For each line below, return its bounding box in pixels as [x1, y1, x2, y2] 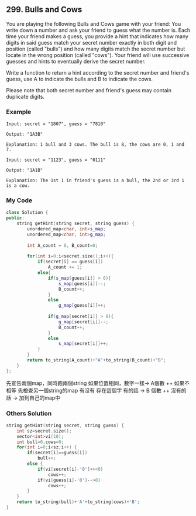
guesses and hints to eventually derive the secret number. [6, 58, 146, 65]
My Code [6, 196, 33, 205]
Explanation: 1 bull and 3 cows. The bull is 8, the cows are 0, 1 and [6, 142, 184, 148]
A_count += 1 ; [47, 264, 82, 270]
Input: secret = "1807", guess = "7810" [6, 121, 106, 127]
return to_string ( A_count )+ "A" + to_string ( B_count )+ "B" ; [27, 357, 166, 363]
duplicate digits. [6, 93, 45, 100]
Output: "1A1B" [6, 167, 43, 173]
